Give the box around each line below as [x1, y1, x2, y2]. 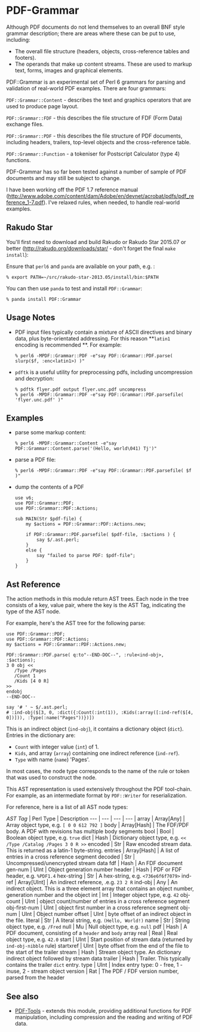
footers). [14, 54, 36, 61]
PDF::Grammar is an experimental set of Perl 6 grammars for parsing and [6, 78, 186, 86]
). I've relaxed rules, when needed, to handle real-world [43, 199, 180, 206]
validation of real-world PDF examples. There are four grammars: [6, 84, 167, 92]
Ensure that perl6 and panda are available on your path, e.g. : [6, 263, 155, 270]
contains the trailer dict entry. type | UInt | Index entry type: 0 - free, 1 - [6, 961, 183, 969]
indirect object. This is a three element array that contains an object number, [6, 885, 194, 892]
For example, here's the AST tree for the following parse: [6, 620, 146, 627]
